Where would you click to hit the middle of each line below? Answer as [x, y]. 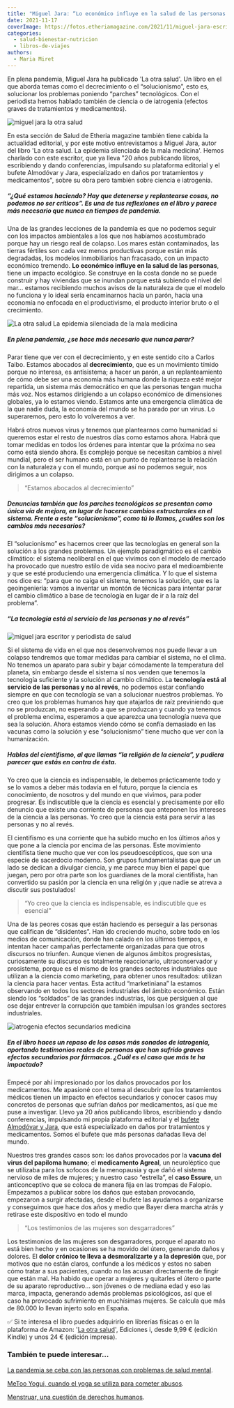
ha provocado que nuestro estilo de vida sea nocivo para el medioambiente [115, 566]
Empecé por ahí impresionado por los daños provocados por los [99, 1082]
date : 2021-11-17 [32, 20]
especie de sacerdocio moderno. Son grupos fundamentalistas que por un [114, 860]
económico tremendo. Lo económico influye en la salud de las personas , [113, 265]
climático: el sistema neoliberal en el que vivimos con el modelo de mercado [117, 558]
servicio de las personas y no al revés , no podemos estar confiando [106, 687]
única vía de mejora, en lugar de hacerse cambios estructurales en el [110, 511]
